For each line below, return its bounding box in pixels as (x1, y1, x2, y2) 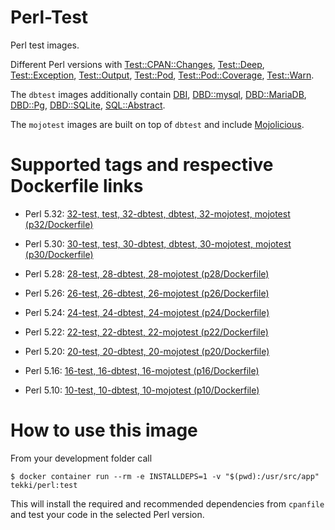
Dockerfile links (10, 175, 144, 198)
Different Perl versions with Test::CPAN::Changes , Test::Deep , (10, 58, 265, 70)
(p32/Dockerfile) (24, 218, 94, 230)
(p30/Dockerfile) (24, 248, 94, 260)
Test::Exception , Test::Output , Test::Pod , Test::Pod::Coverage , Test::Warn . (10, 69, 315, 81)
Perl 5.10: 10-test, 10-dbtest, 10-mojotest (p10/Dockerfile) (24, 384, 260, 396)
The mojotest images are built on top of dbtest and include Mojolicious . (10, 118, 305, 130)
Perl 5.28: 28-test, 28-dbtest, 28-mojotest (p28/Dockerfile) (24, 267, 270, 280)
